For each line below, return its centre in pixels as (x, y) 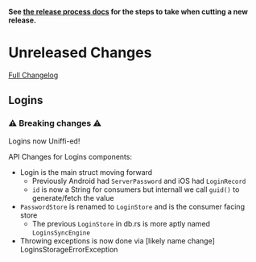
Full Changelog (33, 75)
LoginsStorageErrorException (69, 249)
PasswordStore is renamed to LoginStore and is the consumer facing (132, 206)
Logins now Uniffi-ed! (44, 141)
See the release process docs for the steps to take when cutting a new (128, 12)
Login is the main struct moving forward (86, 172)
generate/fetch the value (73, 198)
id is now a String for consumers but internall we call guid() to (136, 189)
